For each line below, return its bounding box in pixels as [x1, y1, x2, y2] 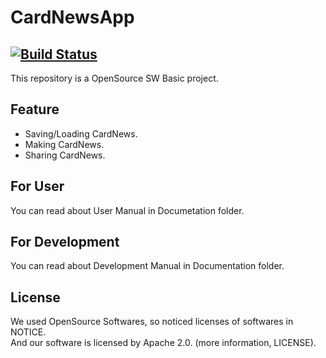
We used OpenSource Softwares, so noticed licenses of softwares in [10, 316, 294, 328]
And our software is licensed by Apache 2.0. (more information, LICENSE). [10, 337, 317, 349]
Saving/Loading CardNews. [24, 127, 138, 140]
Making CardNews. [24, 138, 105, 150]
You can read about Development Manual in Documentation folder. [10, 260, 285, 272]
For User [10, 178, 65, 195]
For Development [10, 234, 120, 251]
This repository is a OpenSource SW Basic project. [10, 72, 219, 84]
